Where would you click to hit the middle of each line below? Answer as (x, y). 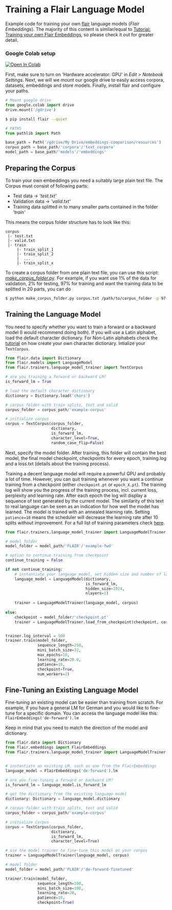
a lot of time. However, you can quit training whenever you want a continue (84, 479)
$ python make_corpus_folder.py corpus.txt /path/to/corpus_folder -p (82, 298)
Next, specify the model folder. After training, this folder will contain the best (86, 453)
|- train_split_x (35, 263)
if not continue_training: (34, 570)
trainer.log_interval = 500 (35, 636)
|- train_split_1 (35, 249)
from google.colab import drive (40, 105)
